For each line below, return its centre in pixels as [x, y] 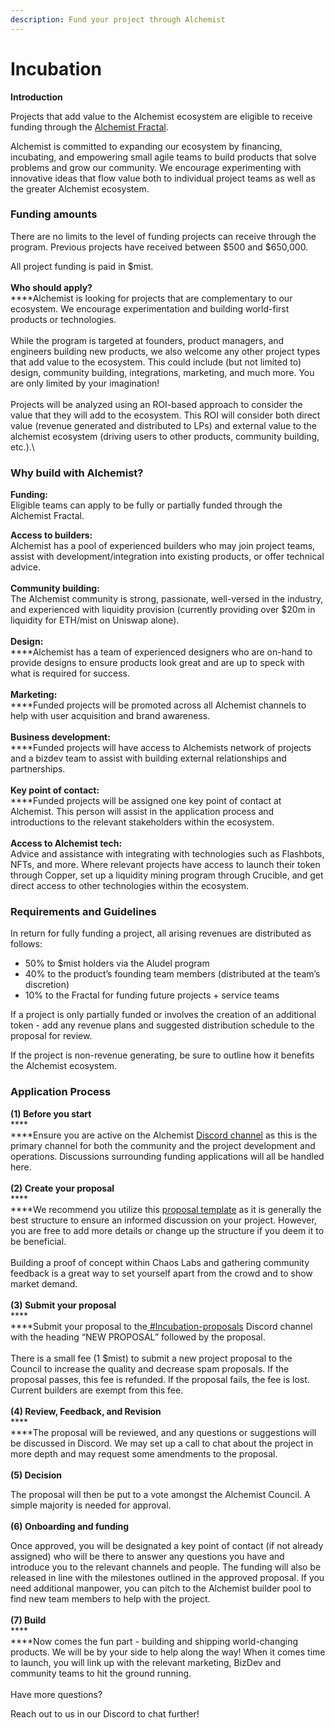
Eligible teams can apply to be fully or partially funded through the [146, 505]
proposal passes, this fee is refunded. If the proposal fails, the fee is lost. [160, 1379]
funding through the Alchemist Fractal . [89, 127]
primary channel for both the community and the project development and [163, 1145]
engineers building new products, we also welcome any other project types [165, 351]
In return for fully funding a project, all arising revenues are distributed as [161, 933]
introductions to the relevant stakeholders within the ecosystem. [142, 822]
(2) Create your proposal [62, 1188]
